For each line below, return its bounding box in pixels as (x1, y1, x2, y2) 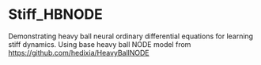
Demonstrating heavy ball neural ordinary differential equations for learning (8, 31, 254, 41)
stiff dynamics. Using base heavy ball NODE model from (8, 39, 191, 49)
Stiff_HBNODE (8, 5, 103, 23)
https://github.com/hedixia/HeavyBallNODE (8, 48, 150, 57)
